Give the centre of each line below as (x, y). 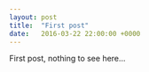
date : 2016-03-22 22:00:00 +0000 (75, 33)
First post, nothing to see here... (67, 59)
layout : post (33, 17)
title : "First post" (49, 25)
